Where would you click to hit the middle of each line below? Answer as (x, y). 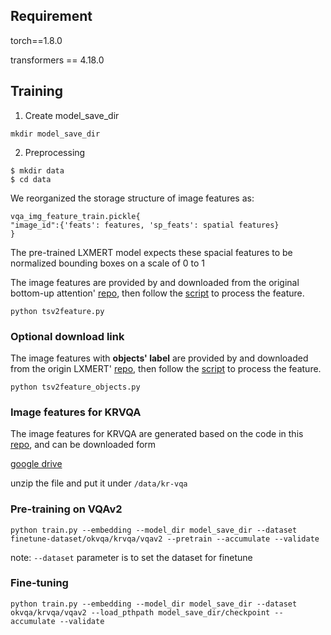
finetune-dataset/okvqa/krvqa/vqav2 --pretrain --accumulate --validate (165, 539)
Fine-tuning (39, 583)
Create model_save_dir (72, 115)
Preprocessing (55, 152)
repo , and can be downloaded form (83, 445)
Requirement (51, 16)
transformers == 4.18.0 (57, 60)
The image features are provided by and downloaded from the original (155, 282)
